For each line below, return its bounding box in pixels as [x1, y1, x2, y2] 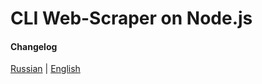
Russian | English [10, 63, 81, 75]
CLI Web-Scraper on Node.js [10, 7, 253, 30]
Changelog [10, 40, 58, 52]
